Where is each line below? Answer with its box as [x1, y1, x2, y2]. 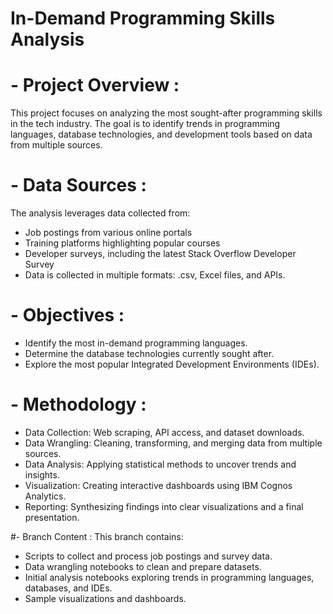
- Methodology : [10, 393, 147, 416]
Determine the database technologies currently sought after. [24, 348, 275, 359]
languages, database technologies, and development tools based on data [10, 128, 313, 141]
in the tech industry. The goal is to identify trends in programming [10, 118, 281, 130]
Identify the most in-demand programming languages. [24, 337, 248, 349]
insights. [24, 468, 60, 481]
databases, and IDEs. [24, 582, 113, 594]
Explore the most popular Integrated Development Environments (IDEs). [24, 358, 320, 370]
